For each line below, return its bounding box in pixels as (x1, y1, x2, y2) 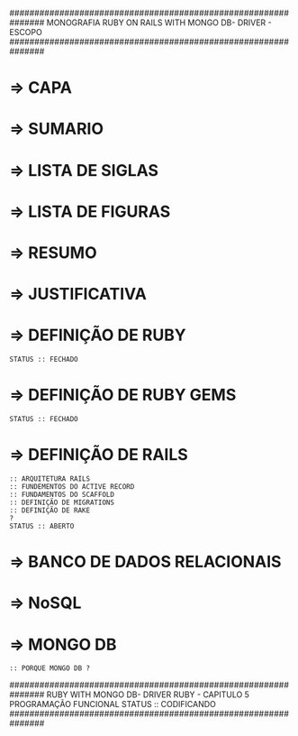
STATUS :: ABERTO (9, 521, 75, 530)
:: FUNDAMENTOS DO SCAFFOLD (9, 490, 115, 499)
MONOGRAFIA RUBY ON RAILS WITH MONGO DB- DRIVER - (46, 17, 272, 28)
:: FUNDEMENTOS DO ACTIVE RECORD (9, 482, 135, 491)
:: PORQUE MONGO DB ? (9, 664, 91, 673)
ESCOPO (9, 27, 42, 37)
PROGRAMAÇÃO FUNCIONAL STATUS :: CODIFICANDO (9, 699, 216, 710)
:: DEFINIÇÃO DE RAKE (9, 505, 91, 515)
